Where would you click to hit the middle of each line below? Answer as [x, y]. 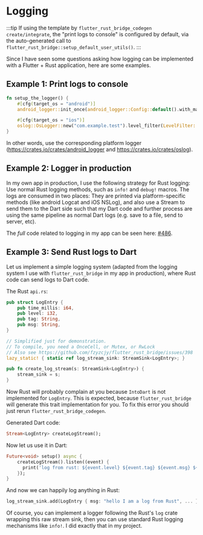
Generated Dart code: [33, 423]
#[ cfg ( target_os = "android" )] [56, 104]
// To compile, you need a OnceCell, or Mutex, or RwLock [81, 347]
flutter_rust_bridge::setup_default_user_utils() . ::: [74, 47]
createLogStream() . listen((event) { [63, 462]
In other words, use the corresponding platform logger [74, 143]
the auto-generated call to [39, 40]
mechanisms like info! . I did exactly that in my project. [74, 526]
